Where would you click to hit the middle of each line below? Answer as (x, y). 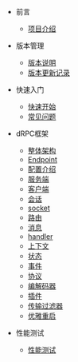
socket (39, 208)
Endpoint (43, 159)
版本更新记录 (49, 73)
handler (40, 237)
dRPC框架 (32, 133)
